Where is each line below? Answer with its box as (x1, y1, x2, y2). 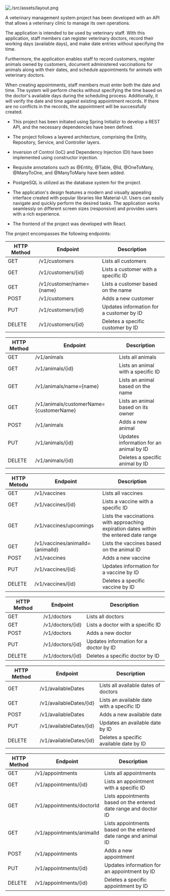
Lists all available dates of (99, 682, 160, 688)
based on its (118, 404, 148, 410)
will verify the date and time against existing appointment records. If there (5, 98, 159, 104)
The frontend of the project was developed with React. (12, 221, 127, 227)
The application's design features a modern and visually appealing (12, 189, 152, 195)
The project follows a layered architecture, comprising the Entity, (12, 134, 148, 140)
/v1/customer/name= (38, 281, 90, 287)
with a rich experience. (12, 211, 61, 217)
